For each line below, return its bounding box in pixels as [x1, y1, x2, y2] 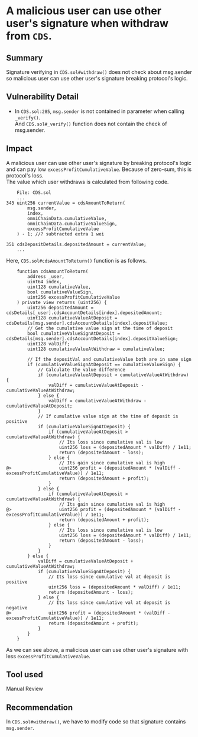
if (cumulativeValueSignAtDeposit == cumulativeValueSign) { [27, 361, 181, 367]
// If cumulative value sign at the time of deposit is [37, 413, 178, 419]
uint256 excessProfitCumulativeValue [27, 294, 120, 300]
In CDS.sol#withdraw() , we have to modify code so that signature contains [6, 718, 186, 725]
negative [6, 605, 28, 610]
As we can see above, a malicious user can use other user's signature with [6, 646, 188, 653]
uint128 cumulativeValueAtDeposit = [27, 315, 118, 321]
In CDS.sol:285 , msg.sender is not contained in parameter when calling [14, 108, 185, 115]
